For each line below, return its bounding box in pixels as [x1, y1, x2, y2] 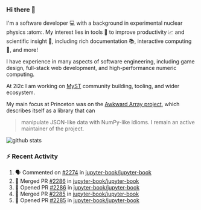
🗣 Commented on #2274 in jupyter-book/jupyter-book [14, 168, 152, 176]
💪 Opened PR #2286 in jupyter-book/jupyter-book [14, 183, 140, 191]
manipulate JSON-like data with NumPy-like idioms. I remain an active [21, 119, 195, 126]
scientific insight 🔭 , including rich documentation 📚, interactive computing [6, 37, 192, 45]
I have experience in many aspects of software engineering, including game [6, 58, 195, 65]
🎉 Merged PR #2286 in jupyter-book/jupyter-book [14, 177, 139, 185]
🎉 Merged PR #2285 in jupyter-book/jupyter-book [14, 190, 139, 197]
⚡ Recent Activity [6, 152, 59, 161]
